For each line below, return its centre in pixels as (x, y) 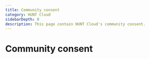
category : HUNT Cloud (28, 15)
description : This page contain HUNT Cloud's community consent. (75, 24)
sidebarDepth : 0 (22, 19)
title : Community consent (32, 10)
